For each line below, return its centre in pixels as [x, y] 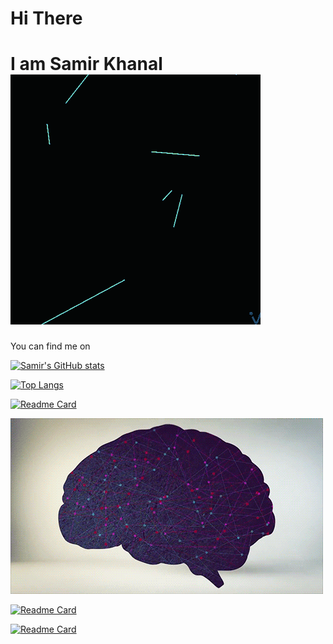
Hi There [46, 18]
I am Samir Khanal [86, 64]
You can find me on [50, 346]
